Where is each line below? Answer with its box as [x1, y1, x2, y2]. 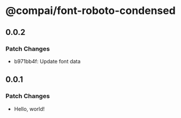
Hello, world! [13, 105, 45, 112]
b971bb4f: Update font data [13, 58, 81, 65]
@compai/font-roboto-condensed [5, 4, 176, 17]
